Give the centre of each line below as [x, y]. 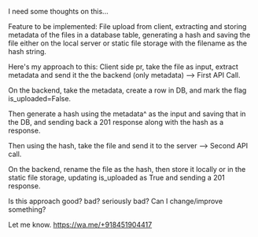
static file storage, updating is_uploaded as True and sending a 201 [117, 177]
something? [27, 210]
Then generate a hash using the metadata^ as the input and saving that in [127, 114]
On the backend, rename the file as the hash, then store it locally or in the [127, 169]
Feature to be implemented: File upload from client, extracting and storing [127, 26]
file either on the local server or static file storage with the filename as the [128, 43]
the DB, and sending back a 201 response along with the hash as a [116, 122]
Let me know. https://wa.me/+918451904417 [80, 224]
